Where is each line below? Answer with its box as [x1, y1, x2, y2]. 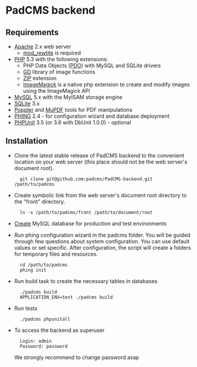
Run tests [14, 305, 38, 312]
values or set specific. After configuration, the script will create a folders [14, 244, 191, 251]
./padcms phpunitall [20, 316, 71, 322]
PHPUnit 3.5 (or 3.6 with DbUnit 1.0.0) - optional [14, 119, 131, 126]
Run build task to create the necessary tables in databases [14, 277, 158, 284]
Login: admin [20, 338, 52, 344]
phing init [20, 267, 47, 273]
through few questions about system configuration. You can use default [14, 237, 190, 244]
